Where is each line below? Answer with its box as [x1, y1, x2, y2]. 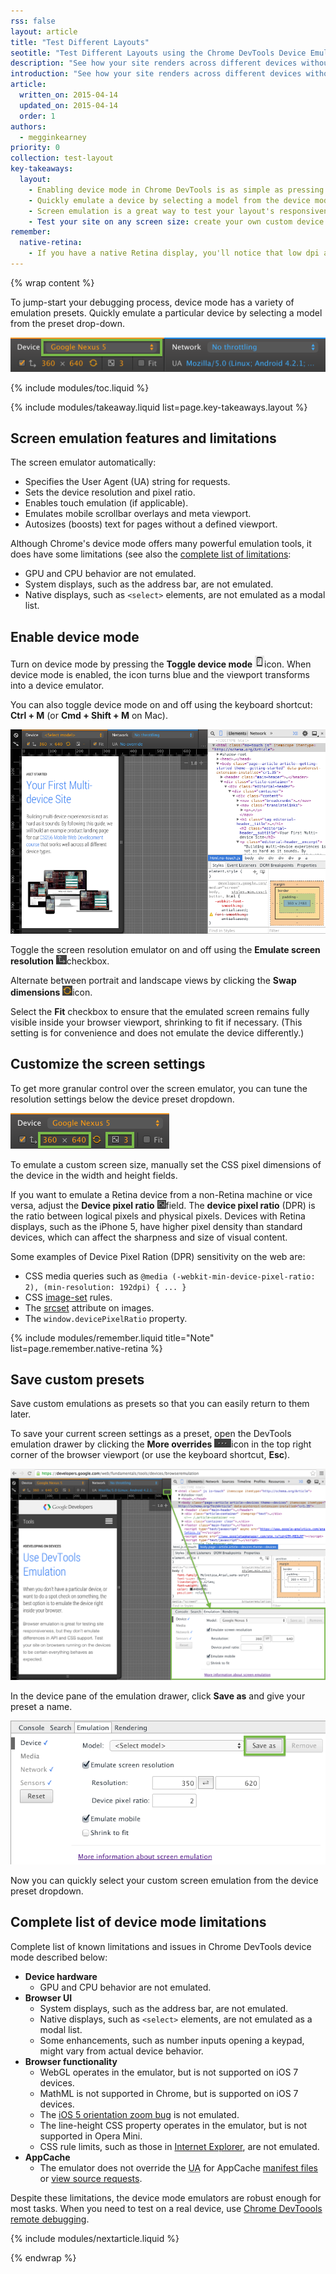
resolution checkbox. [10, 955, 110, 967]
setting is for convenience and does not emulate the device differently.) [10, 1026, 305, 1039]
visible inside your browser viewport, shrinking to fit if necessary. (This [10, 1016, 303, 1028]
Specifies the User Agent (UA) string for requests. [24, 476, 231, 488]
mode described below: [10, 1951, 108, 1963]
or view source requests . [39, 2172, 143, 2184]
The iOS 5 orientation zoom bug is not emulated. [39, 2108, 240, 2120]
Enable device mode [10, 628, 140, 645]
